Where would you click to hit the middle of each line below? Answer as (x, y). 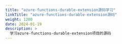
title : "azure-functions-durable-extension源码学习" (60, 10)
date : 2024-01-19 (24, 24)
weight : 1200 (19, 19)
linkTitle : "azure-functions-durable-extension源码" (61, 15)
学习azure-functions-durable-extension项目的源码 (60, 33)
